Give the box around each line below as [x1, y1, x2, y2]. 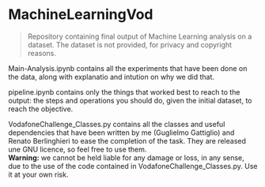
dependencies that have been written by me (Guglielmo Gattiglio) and [8, 128, 235, 137]
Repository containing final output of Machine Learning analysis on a [27, 32, 252, 41]
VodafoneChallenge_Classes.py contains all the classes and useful [8, 119, 225, 129]
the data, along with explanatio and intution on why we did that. [8, 72, 215, 81]
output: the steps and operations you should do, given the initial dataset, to [8, 95, 252, 105]
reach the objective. [8, 104, 74, 114]
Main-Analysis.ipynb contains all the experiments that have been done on [8, 63, 248, 73]
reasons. [27, 48, 57, 58]
